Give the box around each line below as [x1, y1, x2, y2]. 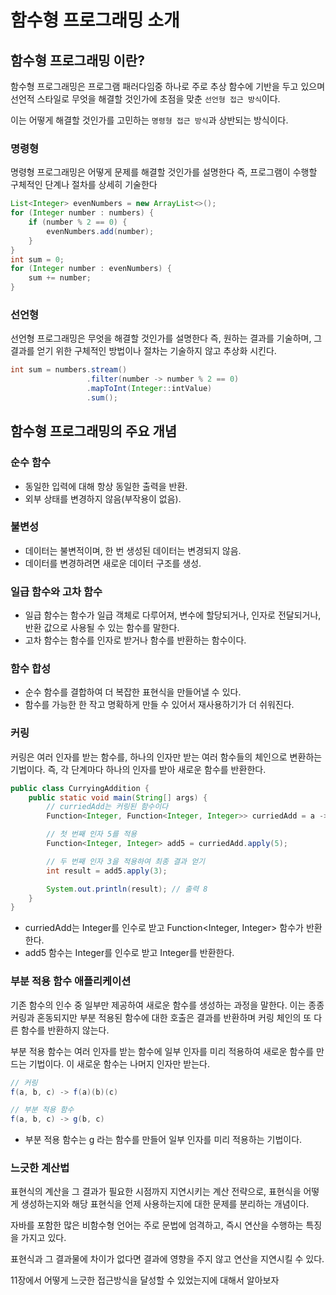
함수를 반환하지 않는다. [20, 1024, 110, 1036]
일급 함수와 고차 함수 [10, 584, 103, 598]
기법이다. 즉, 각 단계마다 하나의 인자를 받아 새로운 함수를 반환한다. [10, 763, 267, 775]
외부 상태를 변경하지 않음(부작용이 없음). [24, 492, 182, 505]
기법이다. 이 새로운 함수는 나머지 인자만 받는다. [28, 1057, 210, 1070]
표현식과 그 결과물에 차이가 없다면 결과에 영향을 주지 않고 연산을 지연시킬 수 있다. [10, 1253, 325, 1265]
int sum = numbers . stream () [10, 365, 128, 375]
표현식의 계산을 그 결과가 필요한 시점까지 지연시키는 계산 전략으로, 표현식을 [10, 1186, 302, 1198]
